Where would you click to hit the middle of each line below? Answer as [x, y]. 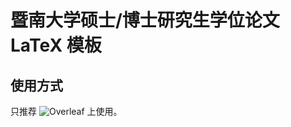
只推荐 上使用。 [66, 111]
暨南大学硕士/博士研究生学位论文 [145, 20]
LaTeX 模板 [56, 45]
